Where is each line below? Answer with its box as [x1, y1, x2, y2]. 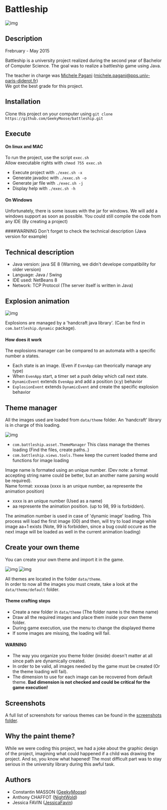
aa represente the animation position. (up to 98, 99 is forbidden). [12, 503, 145, 509]
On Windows [5, 197, 32, 203]
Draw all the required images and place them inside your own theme [12, 614, 153, 620]
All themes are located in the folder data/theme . [5, 575, 102, 582]
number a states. [5, 353, 40, 359]
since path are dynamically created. [12, 658, 86, 664]
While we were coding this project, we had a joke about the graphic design [5, 745, 158, 751]
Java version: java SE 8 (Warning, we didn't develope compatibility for [12, 261, 156, 268]
